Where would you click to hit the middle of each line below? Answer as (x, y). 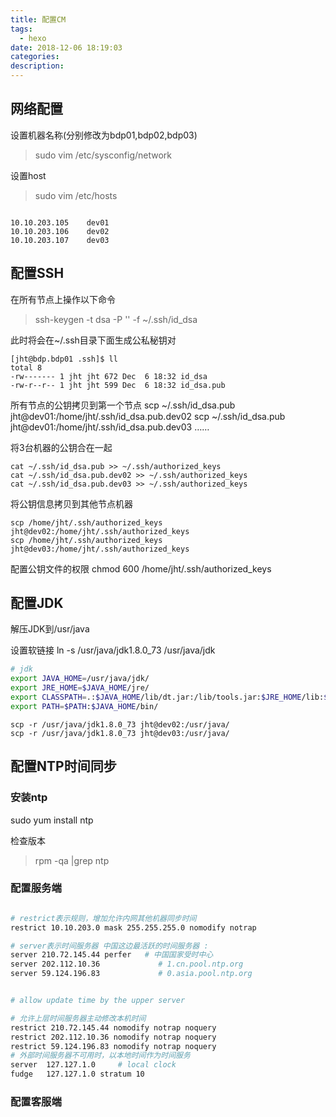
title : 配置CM (38, 19)
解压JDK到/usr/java (50, 629)
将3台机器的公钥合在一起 (61, 447)
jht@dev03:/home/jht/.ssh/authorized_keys (100, 549)
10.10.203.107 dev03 (60, 240)
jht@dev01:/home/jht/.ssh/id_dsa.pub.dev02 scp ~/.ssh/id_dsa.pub (148, 416)
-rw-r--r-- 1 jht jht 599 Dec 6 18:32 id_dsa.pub (118, 385)
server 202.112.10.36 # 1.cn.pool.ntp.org (127, 964)
